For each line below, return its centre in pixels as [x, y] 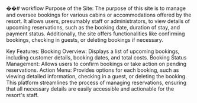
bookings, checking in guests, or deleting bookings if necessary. [85, 40]
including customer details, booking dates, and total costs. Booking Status [96, 57]
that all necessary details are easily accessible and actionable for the [90, 89]
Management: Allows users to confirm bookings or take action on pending [96, 64]
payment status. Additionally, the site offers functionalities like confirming [96, 34]
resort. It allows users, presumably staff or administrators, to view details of [98, 21]
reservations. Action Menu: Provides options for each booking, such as [93, 70]
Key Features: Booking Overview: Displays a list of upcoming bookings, [93, 51]
